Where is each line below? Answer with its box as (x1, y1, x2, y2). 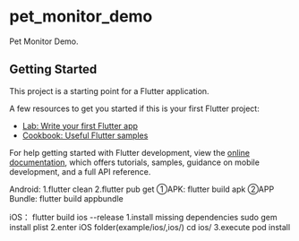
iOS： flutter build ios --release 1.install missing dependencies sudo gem (9, 211, 278, 222)
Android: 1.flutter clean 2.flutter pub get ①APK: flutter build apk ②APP (9, 184, 275, 194)
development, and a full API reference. (9, 166, 151, 176)
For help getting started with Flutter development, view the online (9, 147, 251, 158)
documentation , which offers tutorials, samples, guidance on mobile (9, 157, 260, 168)
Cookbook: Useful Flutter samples (21, 130, 149, 141)
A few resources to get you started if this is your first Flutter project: (9, 103, 260, 114)
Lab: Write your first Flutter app (21, 120, 139, 131)
